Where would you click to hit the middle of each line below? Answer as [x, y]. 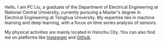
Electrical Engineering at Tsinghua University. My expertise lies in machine [80, 17]
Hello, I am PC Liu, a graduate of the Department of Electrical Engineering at [81, 7]
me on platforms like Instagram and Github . [48, 37]
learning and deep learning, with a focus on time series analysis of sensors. [81, 22]
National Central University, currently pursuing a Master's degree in [73, 12]
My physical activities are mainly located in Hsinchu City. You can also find [80, 32]
